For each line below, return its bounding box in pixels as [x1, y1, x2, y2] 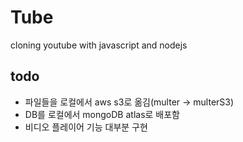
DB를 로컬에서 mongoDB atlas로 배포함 [24, 108, 180, 120]
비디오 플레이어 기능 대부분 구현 [24, 121, 148, 133]
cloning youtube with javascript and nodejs [10, 39, 188, 51]
